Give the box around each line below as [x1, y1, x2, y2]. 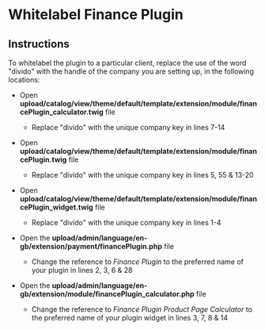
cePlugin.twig [19, 155, 67, 164]
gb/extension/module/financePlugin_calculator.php [19, 290, 195, 298]
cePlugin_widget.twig [19, 202, 93, 212]
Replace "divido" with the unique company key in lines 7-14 [31, 123, 225, 132]
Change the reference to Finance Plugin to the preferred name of [31, 257, 244, 267]
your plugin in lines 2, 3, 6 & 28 [31, 266, 133, 274]
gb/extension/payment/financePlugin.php [19, 242, 162, 251]
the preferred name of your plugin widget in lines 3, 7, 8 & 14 [31, 313, 228, 322]
